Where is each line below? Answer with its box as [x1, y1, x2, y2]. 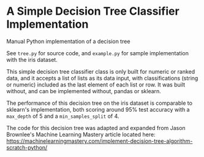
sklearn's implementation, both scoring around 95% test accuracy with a [6, 105, 190, 113]
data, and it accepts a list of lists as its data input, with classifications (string [6, 74, 198, 82]
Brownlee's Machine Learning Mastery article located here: [6, 131, 156, 138]
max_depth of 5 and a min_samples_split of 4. [6, 112, 119, 120]
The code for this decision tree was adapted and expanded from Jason [6, 124, 186, 131]
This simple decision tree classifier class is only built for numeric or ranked [6, 67, 195, 75]
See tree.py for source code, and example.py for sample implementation [6, 49, 189, 56]
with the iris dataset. [6, 56, 58, 63]
